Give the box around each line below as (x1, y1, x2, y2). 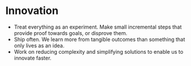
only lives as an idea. (13, 42, 65, 49)
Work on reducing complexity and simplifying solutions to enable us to (13, 48, 183, 55)
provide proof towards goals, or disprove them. (13, 29, 128, 36)
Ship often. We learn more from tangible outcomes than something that (13, 36, 185, 43)
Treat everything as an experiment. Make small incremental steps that (13, 23, 182, 30)
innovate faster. (13, 54, 52, 61)
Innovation (5, 4, 59, 18)
